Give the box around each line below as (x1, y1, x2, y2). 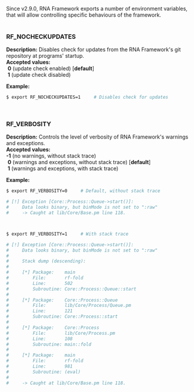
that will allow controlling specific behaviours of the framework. (6, 11, 161, 18)
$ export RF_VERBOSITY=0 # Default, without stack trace (6, 188, 161, 194)
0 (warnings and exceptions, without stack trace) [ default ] (7, 159, 151, 166)
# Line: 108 (6, 335, 73, 341)
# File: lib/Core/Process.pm (6, 330, 116, 336)
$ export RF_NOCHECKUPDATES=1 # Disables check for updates (6, 95, 168, 101)
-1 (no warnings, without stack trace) (6, 152, 97, 159)
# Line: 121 (6, 308, 73, 314)
